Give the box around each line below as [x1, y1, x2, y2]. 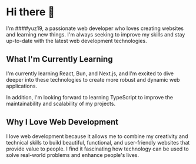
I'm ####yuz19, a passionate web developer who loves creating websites [6, 25, 184, 32]
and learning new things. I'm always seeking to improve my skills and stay [6, 31, 185, 38]
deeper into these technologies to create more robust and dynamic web [6, 76, 180, 83]
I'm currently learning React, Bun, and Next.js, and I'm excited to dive [6, 70, 174, 77]
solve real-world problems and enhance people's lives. [6, 151, 139, 158]
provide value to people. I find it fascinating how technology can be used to [6, 145, 190, 152]
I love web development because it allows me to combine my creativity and [6, 132, 188, 140]
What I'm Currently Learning [6, 54, 113, 64]
